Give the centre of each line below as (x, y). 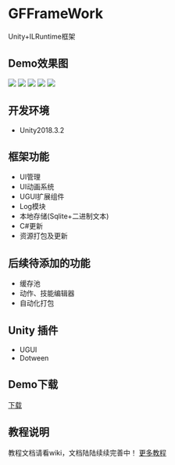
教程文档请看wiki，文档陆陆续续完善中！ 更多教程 (87, 452)
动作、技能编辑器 (47, 293)
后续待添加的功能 (49, 263)
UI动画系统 (37, 187)
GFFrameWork (56, 14)
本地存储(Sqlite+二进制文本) (64, 216)
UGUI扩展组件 (42, 196)
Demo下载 (33, 384)
